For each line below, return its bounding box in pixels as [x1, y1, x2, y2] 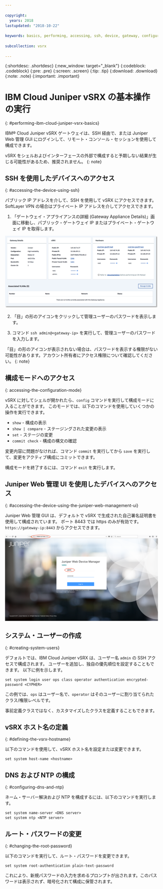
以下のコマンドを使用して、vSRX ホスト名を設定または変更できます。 [5, 746, 144, 752]
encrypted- [126, 677, 149, 682]
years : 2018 [9, 18, 34, 23]
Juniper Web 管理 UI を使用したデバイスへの [5, 480, 138, 488]
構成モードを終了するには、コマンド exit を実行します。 [5, 464, 118, 470]
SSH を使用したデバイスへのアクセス [5, 174, 115, 182]
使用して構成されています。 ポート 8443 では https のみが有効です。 [5, 519, 142, 524]
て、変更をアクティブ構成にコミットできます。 [5, 454, 98, 460]
